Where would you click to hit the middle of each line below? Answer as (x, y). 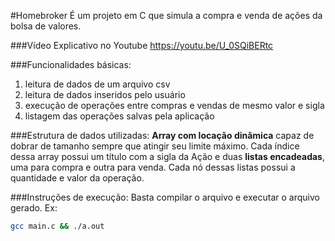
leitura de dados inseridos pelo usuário (105, 94)
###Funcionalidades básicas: (71, 64)
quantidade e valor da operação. (77, 178)
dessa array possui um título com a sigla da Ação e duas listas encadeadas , (167, 156)
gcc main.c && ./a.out (57, 226)
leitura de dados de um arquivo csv (97, 84)
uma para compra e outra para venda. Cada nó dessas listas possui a (153, 167)
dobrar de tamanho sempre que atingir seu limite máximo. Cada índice (155, 146)
